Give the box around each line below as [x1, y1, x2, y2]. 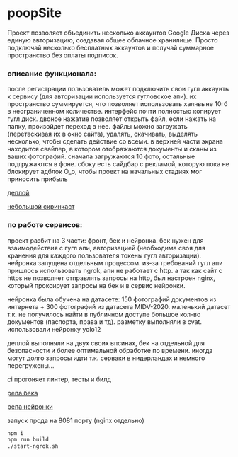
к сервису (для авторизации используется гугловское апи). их [7, 92, 197, 100]
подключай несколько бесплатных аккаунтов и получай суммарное [7, 43, 215, 52]
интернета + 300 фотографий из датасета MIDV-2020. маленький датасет [7, 302, 231, 311]
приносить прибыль [7, 175, 69, 183]
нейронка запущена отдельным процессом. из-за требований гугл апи [7, 258, 223, 267]
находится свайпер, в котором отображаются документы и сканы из [7, 145, 217, 154]
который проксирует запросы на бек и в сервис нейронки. [7, 281, 186, 289]
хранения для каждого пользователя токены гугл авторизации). [7, 251, 202, 260]
